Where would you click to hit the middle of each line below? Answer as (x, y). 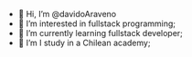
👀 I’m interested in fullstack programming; (97, 24)
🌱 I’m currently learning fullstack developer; (100, 33)
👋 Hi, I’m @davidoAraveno (67, 14)
